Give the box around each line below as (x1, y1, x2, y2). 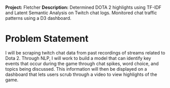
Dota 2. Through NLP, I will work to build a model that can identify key (5, 55, 151, 61)
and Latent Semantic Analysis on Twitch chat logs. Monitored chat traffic (5, 10, 157, 16)
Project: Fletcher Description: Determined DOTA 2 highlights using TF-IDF (5, 5, 161, 10)
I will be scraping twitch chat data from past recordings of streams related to (5, 49, 165, 55)
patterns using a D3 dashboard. (5, 15, 72, 21)
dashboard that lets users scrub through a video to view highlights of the (5, 71, 157, 77)
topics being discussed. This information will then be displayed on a (5, 66, 147, 72)
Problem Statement (5, 33, 89, 45)
